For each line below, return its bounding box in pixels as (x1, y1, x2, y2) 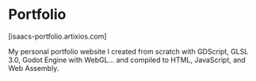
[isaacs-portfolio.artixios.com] (8, 31, 107, 41)
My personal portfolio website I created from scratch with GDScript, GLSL (8, 46, 249, 56)
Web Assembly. (8, 63, 59, 72)
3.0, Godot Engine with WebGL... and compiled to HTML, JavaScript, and (8, 55, 246, 64)
